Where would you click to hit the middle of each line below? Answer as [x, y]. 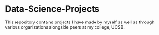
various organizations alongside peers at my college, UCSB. [65, 27]
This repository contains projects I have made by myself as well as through [80, 22]
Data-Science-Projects [52, 9]
